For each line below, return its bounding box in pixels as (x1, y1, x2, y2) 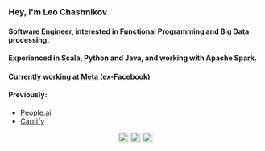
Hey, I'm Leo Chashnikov (8, 6, 107, 18)
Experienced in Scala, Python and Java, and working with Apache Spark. (8, 53, 258, 63)
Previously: (8, 90, 48, 100)
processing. (8, 35, 50, 44)
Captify (19, 116, 45, 126)
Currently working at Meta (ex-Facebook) (8, 71, 151, 81)
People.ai (19, 108, 52, 117)
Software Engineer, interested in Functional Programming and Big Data (8, 27, 250, 36)
